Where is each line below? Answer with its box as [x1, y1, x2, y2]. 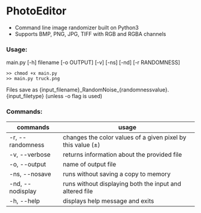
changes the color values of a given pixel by [62, 133, 187, 141]
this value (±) [62, 141, 100, 149]
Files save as [6, 86, 38, 93]
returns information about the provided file [62, 150, 182, 159]
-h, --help [9, 196, 40, 205]
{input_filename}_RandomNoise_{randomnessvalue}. [39, 86, 169, 93]
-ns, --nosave [9, 169, 51, 178]
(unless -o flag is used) [45, 93, 103, 100]
